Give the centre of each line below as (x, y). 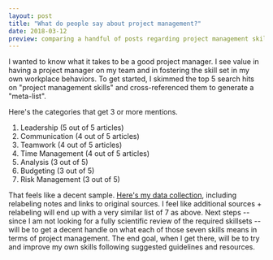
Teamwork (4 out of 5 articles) (71, 145)
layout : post (30, 16)
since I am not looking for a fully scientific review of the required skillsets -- (135, 221)
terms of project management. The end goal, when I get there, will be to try (134, 238)
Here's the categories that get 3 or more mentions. (93, 112)
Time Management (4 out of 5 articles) (85, 154)
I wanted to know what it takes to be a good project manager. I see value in (134, 62)
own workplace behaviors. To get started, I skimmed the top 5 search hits (131, 79)
